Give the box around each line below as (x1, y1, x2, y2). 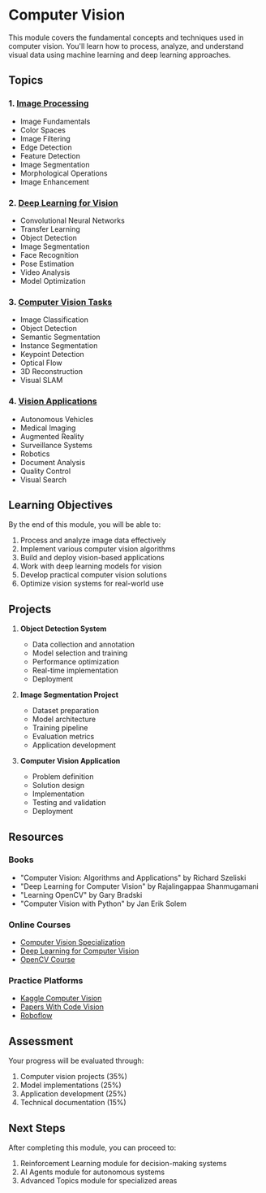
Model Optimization (19, 276, 87, 285)
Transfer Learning (19, 224, 81, 233)
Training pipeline (32, 723, 88, 733)
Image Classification (19, 315, 89, 324)
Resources (8, 829, 64, 843)
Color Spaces (19, 124, 66, 135)
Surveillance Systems (19, 440, 93, 450)
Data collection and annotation (32, 640, 135, 650)
